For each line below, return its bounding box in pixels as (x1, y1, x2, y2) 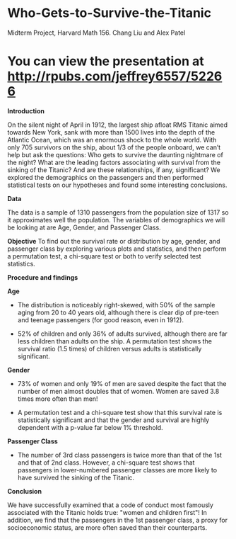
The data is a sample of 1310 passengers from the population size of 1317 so (7, 208, 229, 217)
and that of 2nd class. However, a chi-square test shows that (17, 458, 195, 467)
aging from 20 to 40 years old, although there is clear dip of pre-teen (17, 308, 219, 317)
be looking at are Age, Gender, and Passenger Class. (7, 223, 161, 232)
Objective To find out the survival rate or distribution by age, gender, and (7, 237, 220, 245)
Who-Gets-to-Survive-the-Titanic (7, 5, 212, 21)
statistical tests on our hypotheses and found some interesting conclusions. (7, 181, 228, 189)
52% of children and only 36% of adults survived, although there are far (17, 329, 228, 338)
